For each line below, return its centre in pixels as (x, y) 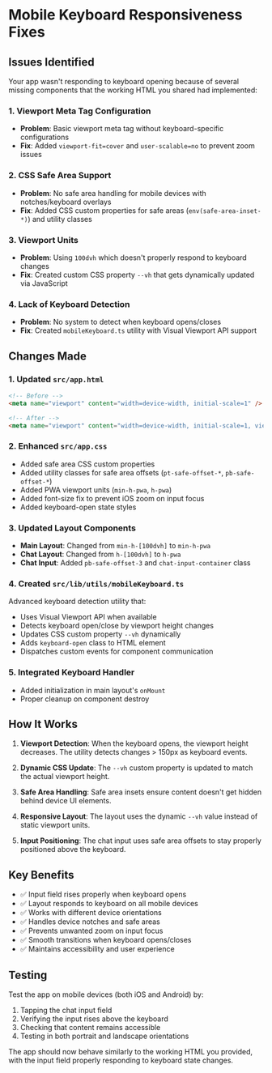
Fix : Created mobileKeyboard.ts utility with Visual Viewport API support (138, 330)
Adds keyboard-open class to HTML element (93, 643)
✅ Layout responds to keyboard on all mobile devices (109, 904)
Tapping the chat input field (66, 1010)
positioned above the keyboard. (73, 849)
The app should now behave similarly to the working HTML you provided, (131, 1052)
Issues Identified (51, 62)
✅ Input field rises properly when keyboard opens (103, 894)
